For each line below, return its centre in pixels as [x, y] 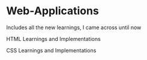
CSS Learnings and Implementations [51, 50]
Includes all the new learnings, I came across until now [74, 27]
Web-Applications [52, 11]
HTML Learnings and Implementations [53, 39]
